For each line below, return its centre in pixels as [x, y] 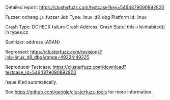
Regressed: [17, 52]
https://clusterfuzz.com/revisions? [66, 52]
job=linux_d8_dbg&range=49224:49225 [47, 57]
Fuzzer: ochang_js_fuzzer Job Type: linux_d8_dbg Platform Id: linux [76, 17]
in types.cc [17, 32]
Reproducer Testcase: [29, 67]
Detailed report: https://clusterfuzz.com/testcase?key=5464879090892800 [85, 7]
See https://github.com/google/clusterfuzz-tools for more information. [79, 92]
